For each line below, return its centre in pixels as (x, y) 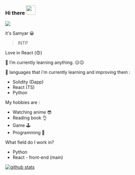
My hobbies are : (23, 103)
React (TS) (24, 87)
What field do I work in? (30, 142)
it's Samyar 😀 (20, 33)
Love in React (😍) (24, 53)
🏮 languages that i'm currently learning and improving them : (68, 72)
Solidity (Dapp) (28, 82)
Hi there (15, 13)
